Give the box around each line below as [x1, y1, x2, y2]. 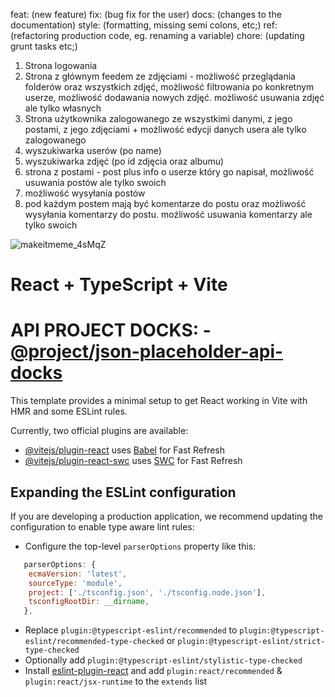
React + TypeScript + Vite [10, 274, 228, 296]
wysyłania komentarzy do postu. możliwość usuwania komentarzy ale [24, 209, 313, 220]
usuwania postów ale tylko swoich [24, 177, 167, 188]
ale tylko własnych [24, 102, 102, 114]
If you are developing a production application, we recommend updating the [10, 510, 323, 522]
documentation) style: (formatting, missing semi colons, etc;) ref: [10, 19, 278, 31]
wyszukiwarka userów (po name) [24, 145, 162, 156]
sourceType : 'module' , [28, 578, 123, 588]
